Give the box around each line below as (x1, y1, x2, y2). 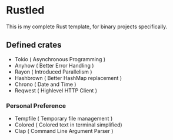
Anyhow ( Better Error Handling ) (14, 62, 94, 69)
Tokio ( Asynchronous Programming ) (14, 55, 106, 62)
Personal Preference (6, 101, 66, 109)
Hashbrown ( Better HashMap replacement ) (14, 74, 122, 81)
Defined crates (6, 40, 62, 50)
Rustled (6, 4, 45, 17)
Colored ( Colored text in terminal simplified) (14, 121, 122, 128)
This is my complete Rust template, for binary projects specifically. (6, 23, 168, 30)
